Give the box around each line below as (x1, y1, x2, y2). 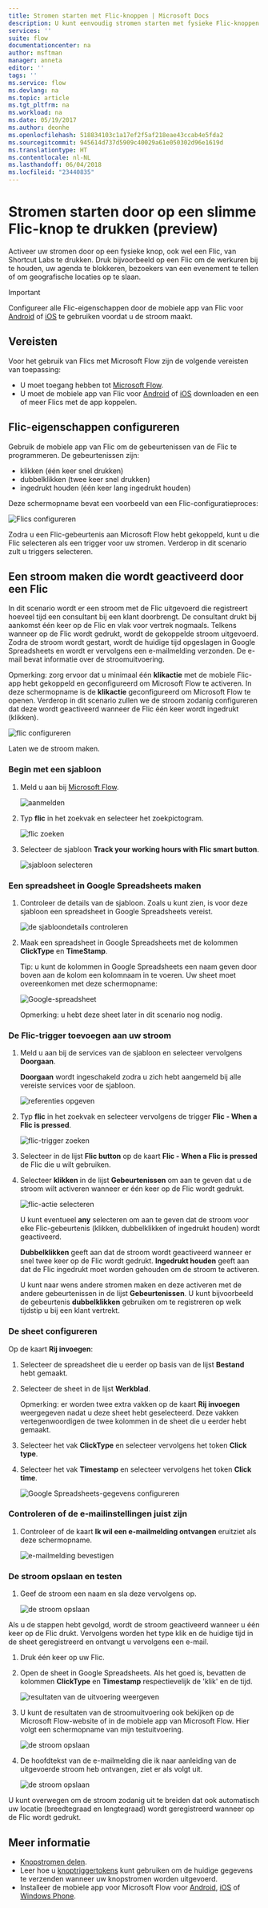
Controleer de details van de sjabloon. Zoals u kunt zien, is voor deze (19, 897, 248, 907)
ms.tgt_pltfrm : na (8, 101, 70, 109)
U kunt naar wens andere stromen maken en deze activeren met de (19, 1280, 242, 1290)
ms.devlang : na (8, 86, 59, 95)
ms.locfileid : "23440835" (8, 168, 94, 176)
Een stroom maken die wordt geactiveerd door (8, 569, 244, 583)
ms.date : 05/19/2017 (8, 116, 78, 124)
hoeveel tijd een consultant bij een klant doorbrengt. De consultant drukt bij (8, 612, 258, 622)
